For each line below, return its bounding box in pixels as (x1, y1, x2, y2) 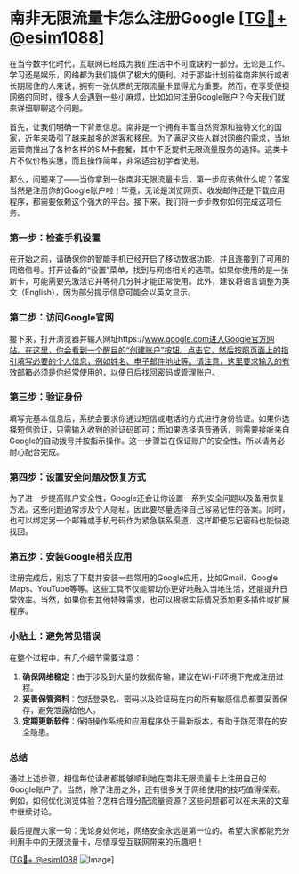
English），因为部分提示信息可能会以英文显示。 (24, 287, 196, 298)
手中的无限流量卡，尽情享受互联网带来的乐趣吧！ (24, 837, 205, 847)
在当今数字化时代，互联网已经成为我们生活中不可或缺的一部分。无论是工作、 (9, 58, 290, 69)
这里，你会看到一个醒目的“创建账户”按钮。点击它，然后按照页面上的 (32, 344, 282, 355)
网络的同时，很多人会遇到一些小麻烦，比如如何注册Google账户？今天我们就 (9, 91, 286, 102)
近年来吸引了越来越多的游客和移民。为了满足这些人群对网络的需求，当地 (24, 133, 290, 143)
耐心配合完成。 (9, 446, 64, 457)
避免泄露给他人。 (37, 704, 101, 715)
